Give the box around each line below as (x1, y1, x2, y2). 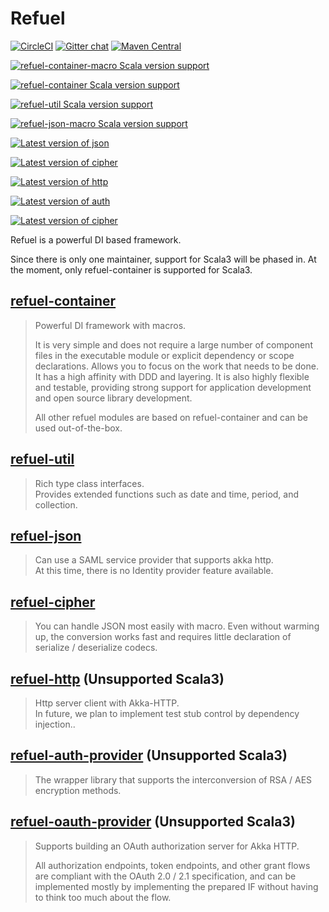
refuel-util (10, 451, 75, 468)
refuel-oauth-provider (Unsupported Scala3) (10, 813, 296, 831)
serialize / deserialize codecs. (34, 642, 158, 654)
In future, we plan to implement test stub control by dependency (34, 708, 300, 719)
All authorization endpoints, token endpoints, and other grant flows (34, 859, 311, 871)
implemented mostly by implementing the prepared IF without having (34, 880, 319, 892)
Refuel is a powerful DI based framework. (10, 233, 182, 246)
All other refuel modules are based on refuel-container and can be (34, 411, 309, 423)
